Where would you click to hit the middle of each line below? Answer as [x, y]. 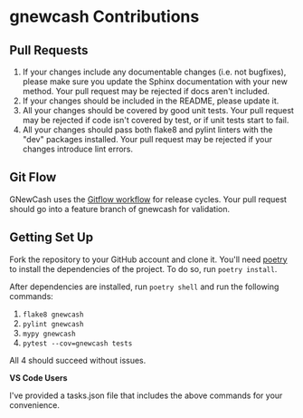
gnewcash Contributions [104, 17]
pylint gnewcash [53, 324]
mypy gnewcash [49, 334]
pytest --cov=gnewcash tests [77, 343]
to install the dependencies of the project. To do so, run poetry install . [143, 268]
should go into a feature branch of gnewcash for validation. [120, 209]
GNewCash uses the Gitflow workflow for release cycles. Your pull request [148, 199]
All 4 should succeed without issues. [78, 360]
